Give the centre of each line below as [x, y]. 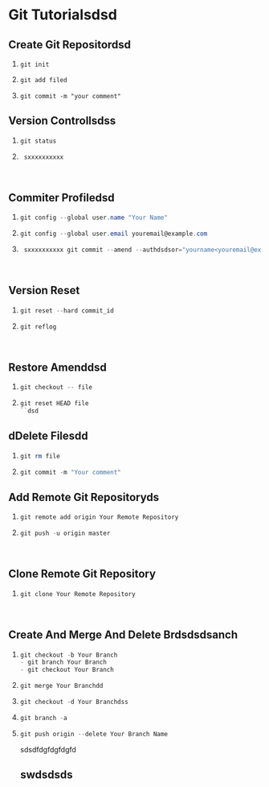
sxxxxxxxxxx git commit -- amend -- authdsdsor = [103, 250]
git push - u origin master [65, 533]
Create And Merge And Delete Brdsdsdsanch [123, 635]
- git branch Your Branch [63, 662]
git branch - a [43, 718]
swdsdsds [47, 775]
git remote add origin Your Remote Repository [99, 517]
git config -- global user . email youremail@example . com [114, 234]
